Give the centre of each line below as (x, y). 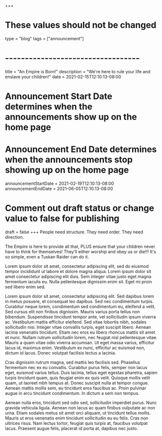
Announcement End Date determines (81, 150)
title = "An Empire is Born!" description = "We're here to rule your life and (78, 71)
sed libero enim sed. (25, 287)
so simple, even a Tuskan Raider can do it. (47, 257)
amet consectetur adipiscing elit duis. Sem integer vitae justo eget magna (78, 276)
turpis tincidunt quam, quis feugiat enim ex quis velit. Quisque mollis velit (78, 378)
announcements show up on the (71, 117)
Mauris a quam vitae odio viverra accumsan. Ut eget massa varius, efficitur (80, 342)
